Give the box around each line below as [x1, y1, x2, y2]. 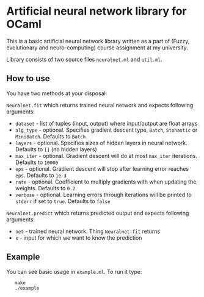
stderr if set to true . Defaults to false [15, 197, 111, 205]
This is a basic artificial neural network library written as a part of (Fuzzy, [6, 37, 190, 45]
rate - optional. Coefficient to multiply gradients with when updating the [15, 178, 197, 185]
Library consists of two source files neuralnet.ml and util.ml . [6, 55, 163, 63]
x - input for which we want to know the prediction [15, 234, 142, 242]
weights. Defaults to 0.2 [15, 184, 76, 191]
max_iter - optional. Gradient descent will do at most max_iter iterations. [15, 152, 197, 159]
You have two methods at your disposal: [6, 90, 107, 97]
